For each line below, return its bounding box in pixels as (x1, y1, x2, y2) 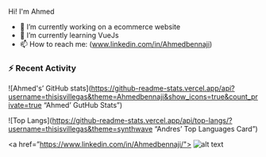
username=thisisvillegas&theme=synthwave (8, 124, 153, 134)
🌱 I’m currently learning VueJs (19, 31, 119, 40)
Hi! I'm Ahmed (8, 7, 55, 16)
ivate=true (8, 101, 42, 110)
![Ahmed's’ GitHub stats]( (8, 83, 91, 94)
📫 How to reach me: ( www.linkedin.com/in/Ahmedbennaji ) (19, 40, 213, 48)
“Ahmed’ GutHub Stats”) (43, 101, 123, 110)
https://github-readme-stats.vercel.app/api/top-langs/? (52, 116, 233, 125)
